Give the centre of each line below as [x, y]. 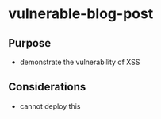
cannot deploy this [50, 106]
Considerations [47, 87]
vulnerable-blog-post [81, 14]
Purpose [30, 43]
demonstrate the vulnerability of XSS [80, 62]
